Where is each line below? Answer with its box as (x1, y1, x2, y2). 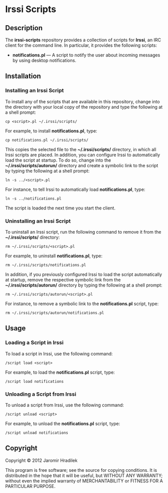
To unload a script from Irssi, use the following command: (5, 402, 124, 408)
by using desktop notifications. (12, 57, 77, 63)
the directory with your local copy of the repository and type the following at (5, 104, 163, 110)
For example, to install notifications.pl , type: (5, 127, 98, 134)
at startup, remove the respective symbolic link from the (5, 276, 121, 283)
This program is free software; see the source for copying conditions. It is (5, 467, 157, 473)
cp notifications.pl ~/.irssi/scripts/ (5, 137, 89, 143)
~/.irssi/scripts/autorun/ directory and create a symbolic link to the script (5, 162, 158, 168)
